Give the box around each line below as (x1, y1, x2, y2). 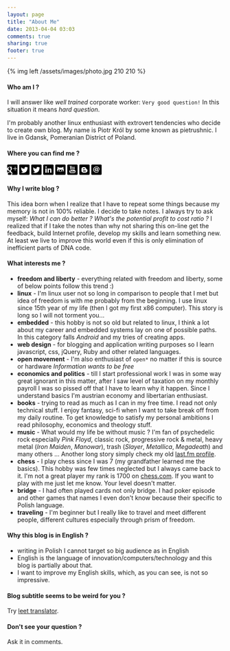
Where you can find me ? (7, 148, 80, 157)
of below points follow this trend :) (16, 282, 115, 290)
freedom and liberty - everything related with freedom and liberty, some (16, 274, 223, 283)
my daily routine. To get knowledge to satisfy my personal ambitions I (16, 413, 214, 421)
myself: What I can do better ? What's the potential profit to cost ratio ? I (7, 214, 213, 223)
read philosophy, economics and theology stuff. (16, 420, 152, 429)
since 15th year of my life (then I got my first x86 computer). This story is (16, 303, 223, 312)
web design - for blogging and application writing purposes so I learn (16, 340, 214, 349)
